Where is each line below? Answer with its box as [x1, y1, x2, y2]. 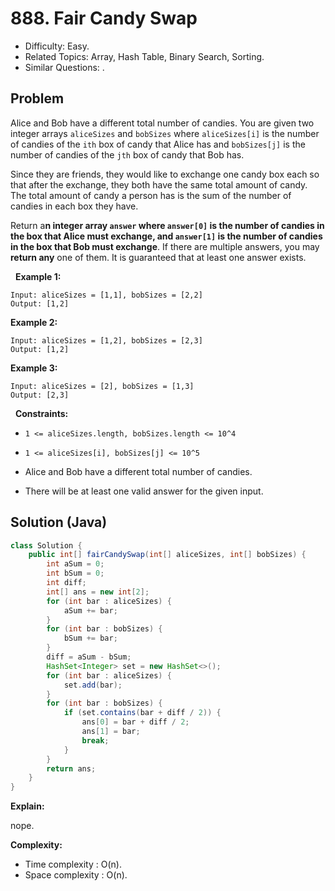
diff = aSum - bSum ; [46, 652, 132, 662]
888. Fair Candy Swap [10, 7, 198, 30]
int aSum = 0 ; [46, 559, 105, 569]
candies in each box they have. [10, 200, 139, 212]
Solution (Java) [10, 514, 108, 531]
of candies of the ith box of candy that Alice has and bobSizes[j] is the [10, 138, 306, 150]
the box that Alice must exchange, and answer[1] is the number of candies [10, 230, 323, 242]
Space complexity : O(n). [24, 869, 128, 881]
